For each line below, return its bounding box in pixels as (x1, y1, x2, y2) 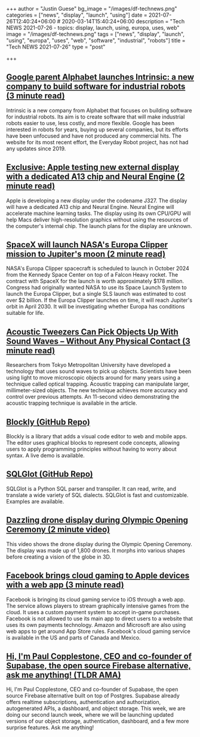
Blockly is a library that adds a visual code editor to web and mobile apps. (6, 433, 187, 440)
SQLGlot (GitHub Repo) (6, 469, 94, 480)
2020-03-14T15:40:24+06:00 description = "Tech (61, 18, 185, 25)
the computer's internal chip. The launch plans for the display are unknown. (6, 222, 192, 229)
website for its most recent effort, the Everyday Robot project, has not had (6, 138, 189, 145)
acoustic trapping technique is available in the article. (6, 399, 137, 407)
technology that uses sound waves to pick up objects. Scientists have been (6, 368, 192, 375)
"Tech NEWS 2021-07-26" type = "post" (6, 43, 106, 50)
